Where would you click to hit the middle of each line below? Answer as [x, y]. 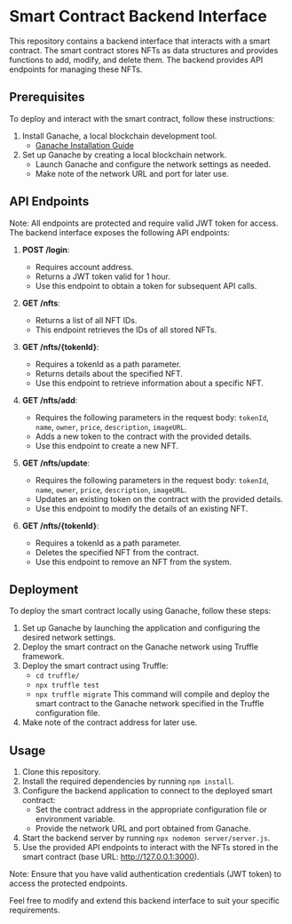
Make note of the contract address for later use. [110, 722]
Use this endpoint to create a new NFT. [107, 445]
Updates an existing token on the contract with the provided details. [159, 498]
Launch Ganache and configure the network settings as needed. [153, 164]
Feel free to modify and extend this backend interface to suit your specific [145, 901]
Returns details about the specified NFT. [109, 373]
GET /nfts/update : [56, 463]
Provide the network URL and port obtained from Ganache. [143, 829]
